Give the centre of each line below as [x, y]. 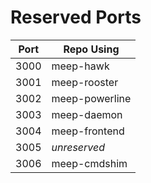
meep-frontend [88, 131]
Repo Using [91, 49]
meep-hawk [80, 66]
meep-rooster [85, 82]
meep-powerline [91, 98]
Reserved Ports [76, 17]
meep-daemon [87, 114]
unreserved [78, 147]
